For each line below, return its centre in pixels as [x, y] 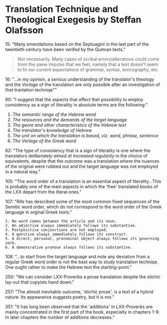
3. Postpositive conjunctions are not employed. [57, 230]
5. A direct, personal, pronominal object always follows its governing [82, 238]
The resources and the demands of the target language [70, 119]
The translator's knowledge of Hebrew [52, 130]
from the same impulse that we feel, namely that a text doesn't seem [88, 64]
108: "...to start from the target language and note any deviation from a [78, 256]
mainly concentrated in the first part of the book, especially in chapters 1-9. [83, 312]
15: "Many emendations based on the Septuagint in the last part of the [77, 44]
